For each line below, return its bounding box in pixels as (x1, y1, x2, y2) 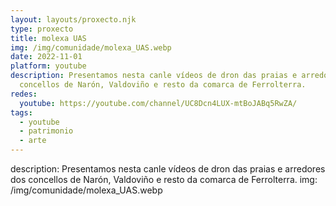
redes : (10, 89, 38, 99)
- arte (19, 136, 47, 146)
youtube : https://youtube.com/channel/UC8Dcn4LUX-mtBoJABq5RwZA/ (19, 98, 298, 108)
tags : (10, 107, 33, 118)
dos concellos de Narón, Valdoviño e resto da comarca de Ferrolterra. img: (10, 174, 318, 185)
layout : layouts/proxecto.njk (10, 14, 137, 25)
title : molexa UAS (10, 33, 87, 43)
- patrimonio (19, 126, 74, 136)
